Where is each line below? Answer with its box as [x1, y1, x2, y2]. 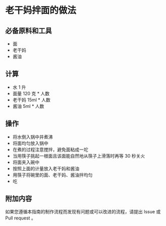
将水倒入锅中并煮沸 [12, 134, 53, 140]
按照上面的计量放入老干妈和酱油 [12, 165, 79, 171]
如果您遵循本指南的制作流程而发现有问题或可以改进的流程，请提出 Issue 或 [5, 209, 161, 215]
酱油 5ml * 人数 [12, 103, 45, 109]
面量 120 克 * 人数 [12, 90, 50, 96]
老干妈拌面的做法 [5, 5, 77, 16]
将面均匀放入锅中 [12, 140, 49, 146]
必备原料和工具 [5, 26, 52, 35]
